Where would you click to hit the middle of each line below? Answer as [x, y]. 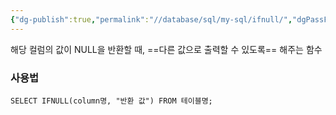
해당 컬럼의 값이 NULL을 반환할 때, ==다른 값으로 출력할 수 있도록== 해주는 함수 [166, 49]
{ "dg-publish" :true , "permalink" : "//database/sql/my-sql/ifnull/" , [151, 19]
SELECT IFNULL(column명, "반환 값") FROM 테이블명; [111, 101]
